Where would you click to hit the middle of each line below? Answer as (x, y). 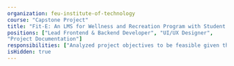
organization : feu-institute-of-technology (71, 13)
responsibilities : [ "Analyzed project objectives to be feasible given (113, 45)
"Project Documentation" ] (45, 39)
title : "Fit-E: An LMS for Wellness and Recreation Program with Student (117, 26)
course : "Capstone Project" (48, 20)
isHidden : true (29, 52)
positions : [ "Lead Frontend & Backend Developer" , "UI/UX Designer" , (110, 33)
